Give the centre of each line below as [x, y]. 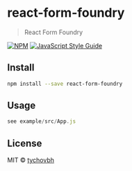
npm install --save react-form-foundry [65, 84]
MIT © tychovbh [31, 160]
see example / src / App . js [42, 121]
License [25, 143]
